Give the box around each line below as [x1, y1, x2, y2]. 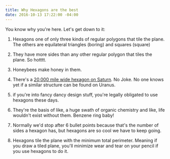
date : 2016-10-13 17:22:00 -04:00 [5, 12, 79, 17]
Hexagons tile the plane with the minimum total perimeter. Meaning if [12, 137, 157, 143]
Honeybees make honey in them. [12, 67, 82, 73]
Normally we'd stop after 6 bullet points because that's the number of [12, 122, 159, 128]
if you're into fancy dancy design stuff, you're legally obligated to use [12, 91, 158, 98]
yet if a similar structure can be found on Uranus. [12, 82, 116, 88]
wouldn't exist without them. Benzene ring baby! [12, 112, 115, 118]
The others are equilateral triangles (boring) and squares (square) [12, 41, 151, 47]
